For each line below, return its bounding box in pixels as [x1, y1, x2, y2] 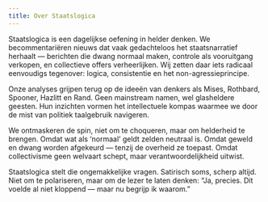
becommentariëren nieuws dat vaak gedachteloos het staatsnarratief [8, 42, 238, 53]
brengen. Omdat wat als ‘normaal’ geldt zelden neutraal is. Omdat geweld [8, 134, 253, 144]
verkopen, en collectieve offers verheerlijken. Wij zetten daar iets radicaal [8, 60, 253, 69]
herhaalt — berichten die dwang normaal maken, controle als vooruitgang [8, 51, 253, 61]
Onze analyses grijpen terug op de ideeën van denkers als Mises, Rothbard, [8, 84, 261, 94]
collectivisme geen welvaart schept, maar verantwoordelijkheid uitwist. [8, 151, 245, 161]
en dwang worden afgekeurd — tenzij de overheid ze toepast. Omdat [8, 142, 238, 152]
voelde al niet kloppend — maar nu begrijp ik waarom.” [8, 183, 191, 194]
